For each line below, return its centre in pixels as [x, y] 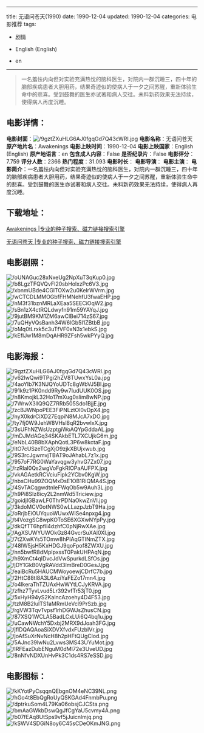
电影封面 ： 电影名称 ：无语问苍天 [100, 139]
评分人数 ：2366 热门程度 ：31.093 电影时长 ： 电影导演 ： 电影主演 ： [105, 161]
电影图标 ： [26, 676]
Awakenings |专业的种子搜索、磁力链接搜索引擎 [66, 229]
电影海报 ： [26, 356]
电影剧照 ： [26, 263]
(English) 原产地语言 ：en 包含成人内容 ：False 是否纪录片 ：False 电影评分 [98, 154]
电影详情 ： [26, 123]
